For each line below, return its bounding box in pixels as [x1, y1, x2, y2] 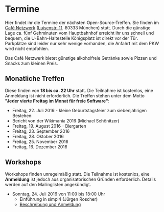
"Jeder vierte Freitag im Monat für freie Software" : [5, 98, 110, 104]
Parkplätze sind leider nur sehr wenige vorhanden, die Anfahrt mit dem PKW [5, 40, 159, 46]
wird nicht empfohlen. [5, 46, 49, 51]
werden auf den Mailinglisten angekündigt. [5, 181, 92, 187]
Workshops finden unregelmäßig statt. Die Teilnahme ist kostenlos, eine [5, 171, 150, 177]
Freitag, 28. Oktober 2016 [12, 133, 64, 139]
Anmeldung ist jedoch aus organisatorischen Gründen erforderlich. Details [5, 176, 156, 182]
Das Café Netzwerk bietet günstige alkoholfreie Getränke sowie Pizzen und [5, 55, 157, 61]
